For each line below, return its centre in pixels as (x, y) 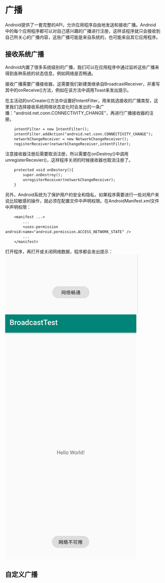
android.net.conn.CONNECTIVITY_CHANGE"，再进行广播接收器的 (82, 113)
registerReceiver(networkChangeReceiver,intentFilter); (73, 144)
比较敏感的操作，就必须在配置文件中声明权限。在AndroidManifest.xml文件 (84, 200)
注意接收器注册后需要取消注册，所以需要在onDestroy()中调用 (67, 153)
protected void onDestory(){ (44, 170)
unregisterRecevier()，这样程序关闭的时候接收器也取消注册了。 (69, 160)
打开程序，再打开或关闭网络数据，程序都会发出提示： (59, 251)
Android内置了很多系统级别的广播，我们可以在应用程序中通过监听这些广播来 (82, 67)
